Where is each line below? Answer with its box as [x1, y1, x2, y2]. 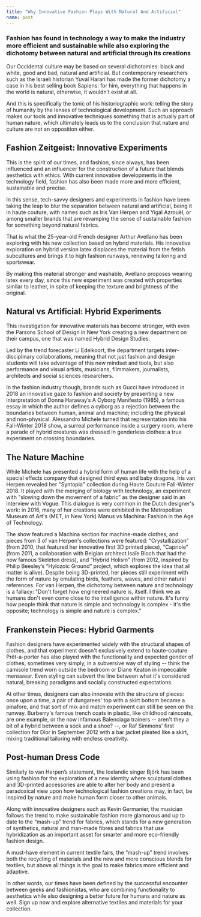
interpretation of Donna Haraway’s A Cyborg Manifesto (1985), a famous [6, 396, 185, 404]
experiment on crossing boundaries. [6, 435, 96, 442]
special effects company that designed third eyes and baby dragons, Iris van [6, 474, 196, 482]
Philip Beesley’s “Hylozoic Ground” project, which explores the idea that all [6, 563, 191, 570]
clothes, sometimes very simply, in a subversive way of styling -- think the [6, 660, 190, 667]
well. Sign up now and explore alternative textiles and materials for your [6, 898, 183, 906]
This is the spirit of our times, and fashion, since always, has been [6, 158, 170, 166]
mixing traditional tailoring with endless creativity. [6, 735, 129, 742]
